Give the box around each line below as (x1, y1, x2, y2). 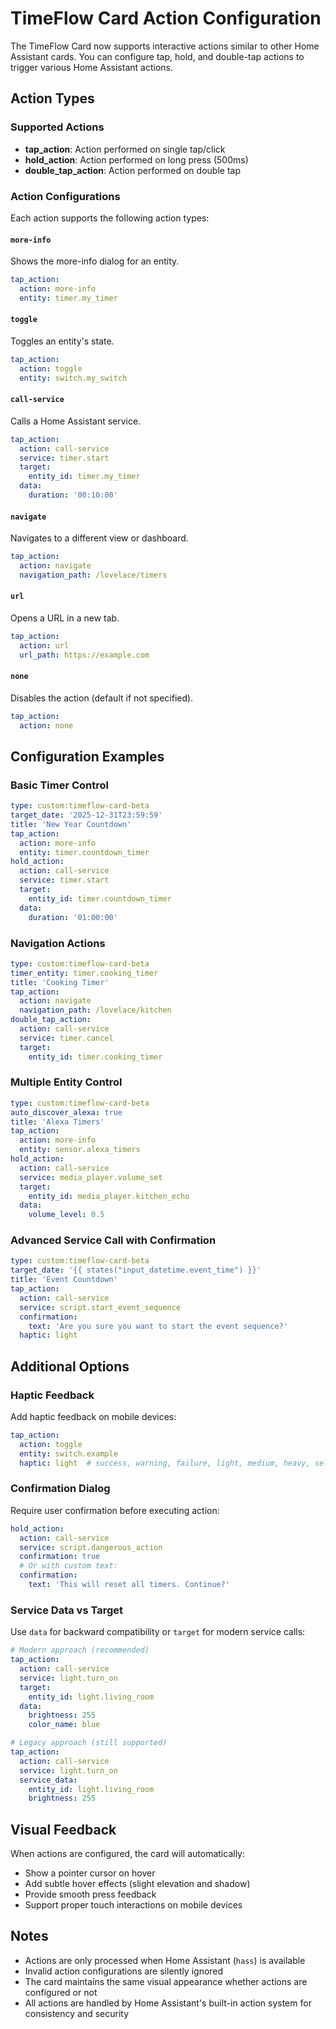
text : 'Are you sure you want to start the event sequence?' (28, 1321, 288, 1331)
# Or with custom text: (19, 1561, 118, 1571)
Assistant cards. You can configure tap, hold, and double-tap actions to (10, 50, 305, 62)
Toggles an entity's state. (10, 335, 115, 347)
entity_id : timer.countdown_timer (28, 893, 172, 904)
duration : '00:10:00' (28, 490, 118, 501)
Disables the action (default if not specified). (10, 692, 194, 704)
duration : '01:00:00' (28, 912, 118, 922)
